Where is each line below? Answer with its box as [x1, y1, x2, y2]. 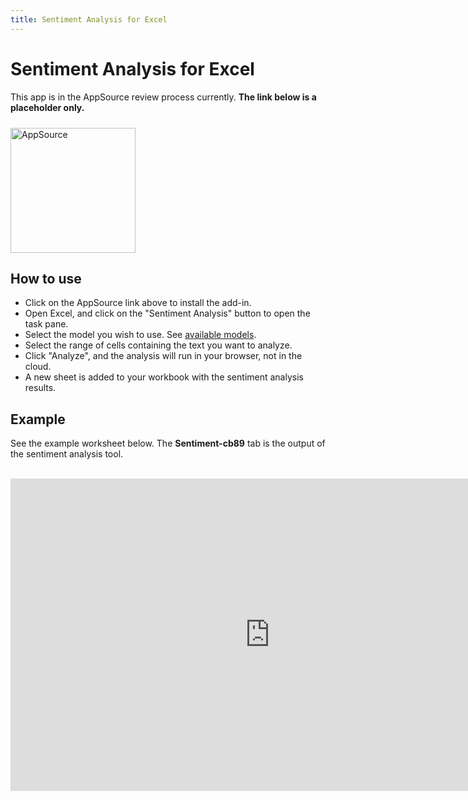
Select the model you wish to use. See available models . [24, 329, 257, 341]
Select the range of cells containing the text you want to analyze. [24, 339, 293, 351]
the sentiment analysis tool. [10, 448, 124, 460]
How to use [10, 270, 82, 287]
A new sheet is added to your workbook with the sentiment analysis [24, 371, 304, 383]
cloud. [24, 361, 52, 373]
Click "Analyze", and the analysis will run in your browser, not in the [24, 350, 303, 362]
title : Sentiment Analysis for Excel [10, 14, 168, 25]
